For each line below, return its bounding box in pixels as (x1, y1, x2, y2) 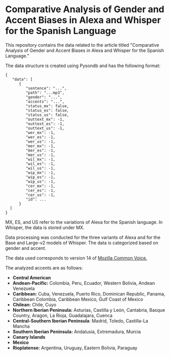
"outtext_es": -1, (25, 121, 65, 126)
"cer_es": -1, (25, 188, 56, 193)
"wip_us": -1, (25, 179, 56, 184)
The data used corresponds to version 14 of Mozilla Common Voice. (5, 255, 147, 261)
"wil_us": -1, (25, 166, 56, 171)
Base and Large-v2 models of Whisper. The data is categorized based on (5, 240, 158, 246)
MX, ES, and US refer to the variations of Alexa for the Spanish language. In (5, 219, 163, 225)
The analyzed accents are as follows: (5, 265, 83, 271)
